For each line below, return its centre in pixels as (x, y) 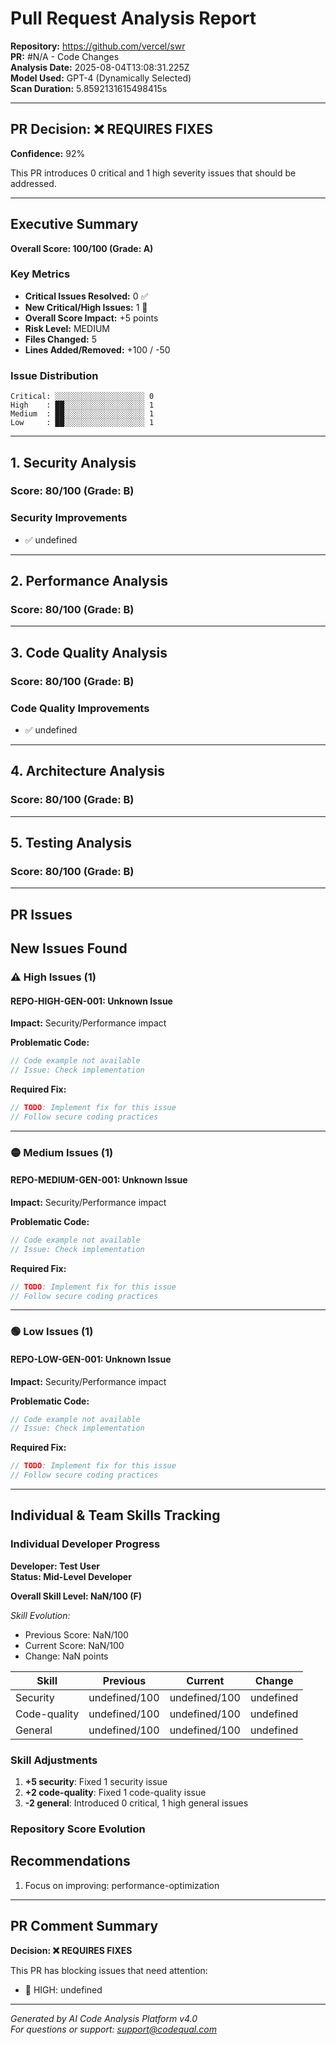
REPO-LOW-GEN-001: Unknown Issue (91, 1359)
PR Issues (41, 914)
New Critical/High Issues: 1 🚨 (86, 307)
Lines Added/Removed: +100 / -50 (97, 349)
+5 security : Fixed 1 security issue (96, 1782)
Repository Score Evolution (78, 1829)
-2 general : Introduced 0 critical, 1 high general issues (136, 1803)
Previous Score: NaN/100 (76, 1634)
